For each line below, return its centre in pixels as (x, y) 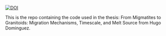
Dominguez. (18, 28)
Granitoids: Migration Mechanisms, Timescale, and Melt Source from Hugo (83, 23)
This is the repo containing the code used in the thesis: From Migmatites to (83, 17)
